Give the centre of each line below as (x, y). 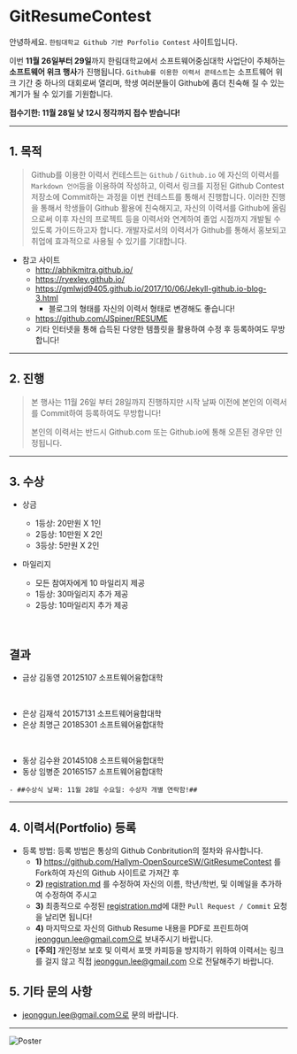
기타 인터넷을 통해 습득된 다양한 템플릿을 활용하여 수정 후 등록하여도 (152, 328)
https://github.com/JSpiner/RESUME (101, 318)
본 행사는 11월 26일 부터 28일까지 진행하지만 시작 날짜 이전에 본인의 (147, 402)
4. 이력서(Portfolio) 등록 (73, 828)
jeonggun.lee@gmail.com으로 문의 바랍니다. (100, 1014)
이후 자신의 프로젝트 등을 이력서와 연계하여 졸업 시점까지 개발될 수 (168, 219)
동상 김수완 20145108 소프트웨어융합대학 (93, 761)
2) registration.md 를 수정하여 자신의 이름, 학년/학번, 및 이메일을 (147, 884)
